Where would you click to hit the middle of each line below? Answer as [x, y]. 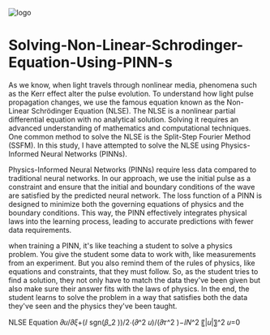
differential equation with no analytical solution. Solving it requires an [124, 119]
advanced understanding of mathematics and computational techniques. [130, 128]
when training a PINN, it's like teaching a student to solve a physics [120, 245]
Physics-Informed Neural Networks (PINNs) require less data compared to [133, 170]
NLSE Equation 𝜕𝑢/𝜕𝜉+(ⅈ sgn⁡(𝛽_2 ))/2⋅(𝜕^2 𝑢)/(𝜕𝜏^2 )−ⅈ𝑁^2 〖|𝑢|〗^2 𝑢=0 [124, 322]
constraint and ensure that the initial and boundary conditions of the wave [132, 187]
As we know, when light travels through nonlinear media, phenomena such [133, 84]
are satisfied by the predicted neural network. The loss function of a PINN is [135, 195]
